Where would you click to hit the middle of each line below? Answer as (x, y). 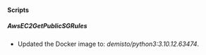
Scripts (18, 10)
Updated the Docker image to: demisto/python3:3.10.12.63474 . (108, 44)
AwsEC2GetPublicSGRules (47, 26)
